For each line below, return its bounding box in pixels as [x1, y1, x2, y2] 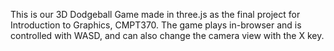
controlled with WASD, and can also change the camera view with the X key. [10, 30, 325, 41]
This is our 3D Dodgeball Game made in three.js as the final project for [10, 9, 301, 20]
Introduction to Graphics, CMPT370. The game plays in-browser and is [10, 19, 302, 31]
